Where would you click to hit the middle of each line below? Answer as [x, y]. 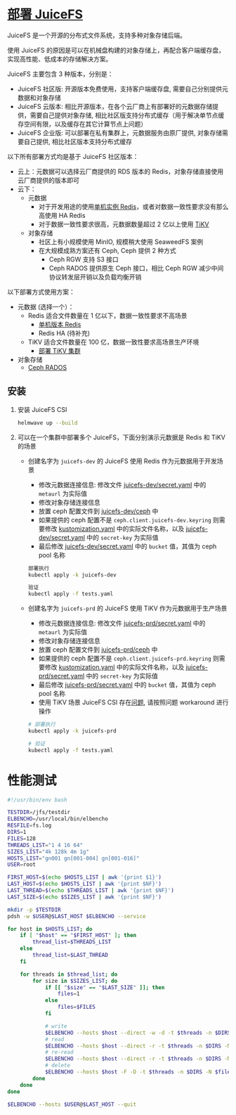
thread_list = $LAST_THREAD [71, 955]
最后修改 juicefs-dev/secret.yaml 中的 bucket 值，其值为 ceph [127, 546]
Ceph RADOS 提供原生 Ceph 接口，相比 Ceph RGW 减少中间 [136, 268]
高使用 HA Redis [62, 215]
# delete [58, 1066]
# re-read [59, 1052]
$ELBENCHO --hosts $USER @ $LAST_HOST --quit [72, 1104]
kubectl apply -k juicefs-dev [72, 575]
